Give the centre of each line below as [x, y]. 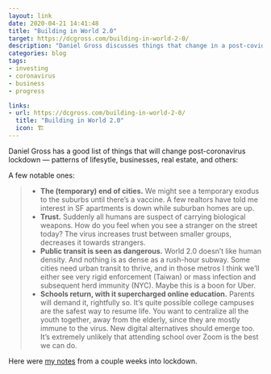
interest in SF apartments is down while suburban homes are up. [147, 208]
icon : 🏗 [30, 128]
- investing [28, 69]
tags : [17, 61]
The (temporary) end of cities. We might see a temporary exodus [150, 191]
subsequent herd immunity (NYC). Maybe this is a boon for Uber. [148, 285]
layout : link [30, 16]
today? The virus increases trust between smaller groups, [136, 233]
